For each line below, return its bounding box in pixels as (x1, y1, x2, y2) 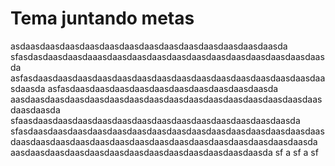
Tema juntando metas (10, 7, 195, 30)
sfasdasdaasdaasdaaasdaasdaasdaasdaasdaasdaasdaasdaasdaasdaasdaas (10, 50, 325, 62)
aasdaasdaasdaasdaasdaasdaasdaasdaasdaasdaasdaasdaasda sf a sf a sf (10, 146, 319, 158)
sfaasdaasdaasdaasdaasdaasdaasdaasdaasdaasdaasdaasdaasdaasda (10, 114, 301, 126)
